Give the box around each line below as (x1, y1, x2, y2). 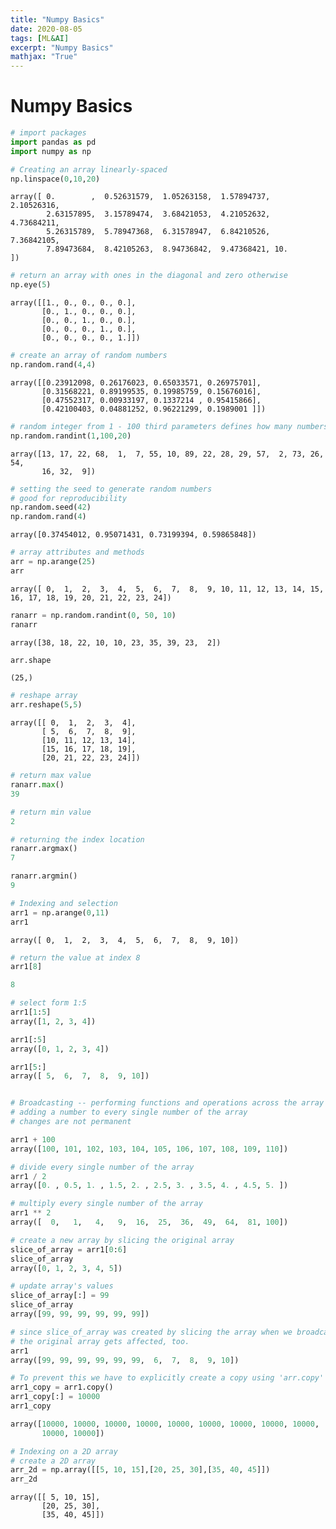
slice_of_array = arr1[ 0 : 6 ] (10, 1244, 128, 1255)
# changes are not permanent (10, 1117, 132, 1127)
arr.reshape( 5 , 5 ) (10, 700, 83, 710)
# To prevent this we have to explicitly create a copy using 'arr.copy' (10, 1373, 325, 1383)
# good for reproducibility (10, 493, 128, 503)
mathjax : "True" (10, 52, 78, 62)
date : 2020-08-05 (10, 24, 83, 34)
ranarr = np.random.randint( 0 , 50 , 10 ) (10, 610, 177, 620)
